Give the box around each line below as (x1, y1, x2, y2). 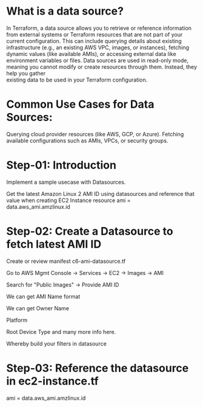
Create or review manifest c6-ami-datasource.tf (6, 257, 126, 265)
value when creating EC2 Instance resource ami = (6, 197, 131, 204)
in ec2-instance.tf (6, 374, 99, 388)
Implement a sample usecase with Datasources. (6, 178, 126, 186)
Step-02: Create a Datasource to (6, 224, 174, 238)
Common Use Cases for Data (6, 97, 155, 111)
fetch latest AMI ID (6, 237, 102, 251)
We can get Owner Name (6, 304, 70, 311)
